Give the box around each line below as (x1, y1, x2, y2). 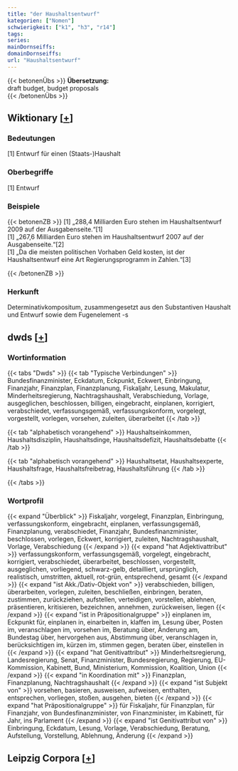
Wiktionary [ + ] (7, 112, 73, 125)
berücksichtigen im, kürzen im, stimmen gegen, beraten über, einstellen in (7, 641, 225, 649)
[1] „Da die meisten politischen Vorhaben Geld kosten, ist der (7, 248, 185, 256)
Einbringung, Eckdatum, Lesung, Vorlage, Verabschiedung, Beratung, (7, 724, 211, 733)
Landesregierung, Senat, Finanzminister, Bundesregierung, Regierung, (7, 656, 213, 664)
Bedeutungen (7, 133, 55, 143)
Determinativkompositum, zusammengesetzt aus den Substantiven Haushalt (7, 303, 231, 312)
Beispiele (7, 201, 40, 211)
